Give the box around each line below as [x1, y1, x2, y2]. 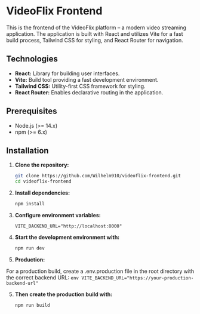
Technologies [6, 54, 59, 64]
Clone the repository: [14, 161, 69, 168]
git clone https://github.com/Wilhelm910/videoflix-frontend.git [14, 173, 181, 179]
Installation [6, 145, 49, 156]
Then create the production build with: [14, 291, 113, 298]
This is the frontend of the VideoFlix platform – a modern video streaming [6, 24, 187, 31]
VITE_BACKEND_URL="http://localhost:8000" [14, 223, 122, 229]
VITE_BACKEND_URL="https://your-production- [81, 275, 194, 281]
